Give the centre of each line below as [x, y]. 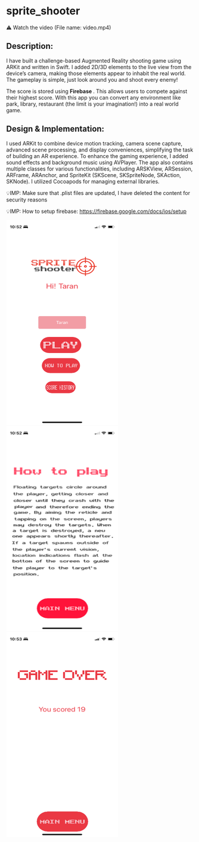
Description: [30, 46]
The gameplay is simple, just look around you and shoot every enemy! [92, 79]
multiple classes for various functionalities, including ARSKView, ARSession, [99, 169]
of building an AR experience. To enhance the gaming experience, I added [97, 156]
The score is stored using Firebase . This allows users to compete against [97, 91]
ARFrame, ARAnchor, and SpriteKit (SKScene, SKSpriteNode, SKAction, [94, 175]
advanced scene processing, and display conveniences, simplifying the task [100, 150]
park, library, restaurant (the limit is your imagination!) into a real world [92, 104]
